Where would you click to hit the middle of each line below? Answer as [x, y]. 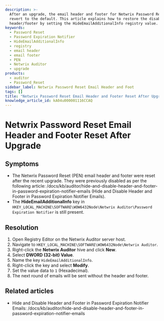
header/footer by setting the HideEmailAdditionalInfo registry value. [84, 23]
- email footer [25, 55]
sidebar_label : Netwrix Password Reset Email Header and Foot [70, 87]
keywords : [15, 28]
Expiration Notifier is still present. [48, 212]
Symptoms [22, 164]
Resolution [22, 228]
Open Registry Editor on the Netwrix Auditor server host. [69, 239]
